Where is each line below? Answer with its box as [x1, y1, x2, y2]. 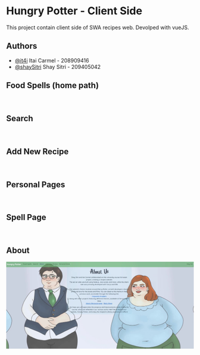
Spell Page [6, 212, 46, 222]
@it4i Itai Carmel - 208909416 [14, 56, 89, 64]
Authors [6, 41, 37, 51]
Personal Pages [6, 180, 65, 190]
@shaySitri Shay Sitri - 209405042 [14, 63, 101, 70]
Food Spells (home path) [6, 80, 99, 90]
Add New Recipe [6, 146, 69, 156]
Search [6, 113, 34, 123]
